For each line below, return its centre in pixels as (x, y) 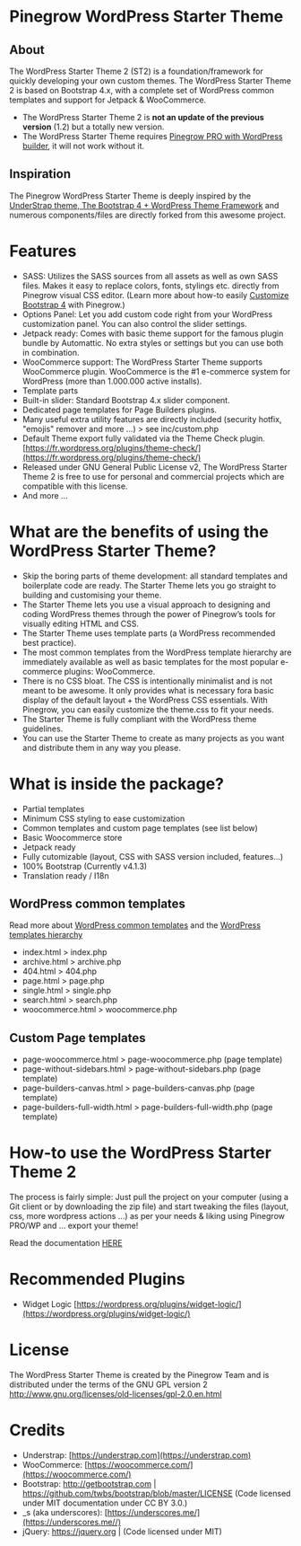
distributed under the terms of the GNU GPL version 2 (108, 1384)
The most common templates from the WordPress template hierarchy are (157, 652)
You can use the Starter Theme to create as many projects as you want (153, 738)
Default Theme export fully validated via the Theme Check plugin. (144, 438)
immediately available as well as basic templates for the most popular (150, 661)
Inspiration (40, 174)
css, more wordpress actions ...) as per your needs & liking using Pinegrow (147, 1216)
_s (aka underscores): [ (65, 1512)
